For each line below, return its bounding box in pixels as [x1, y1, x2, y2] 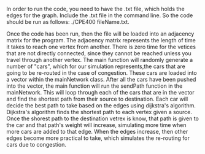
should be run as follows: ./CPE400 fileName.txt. [6, 18, 130, 25]
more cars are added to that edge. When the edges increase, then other [6, 128, 188, 135]
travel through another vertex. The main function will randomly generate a [6, 56, 193, 63]
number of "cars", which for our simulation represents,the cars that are [6, 63, 185, 70]
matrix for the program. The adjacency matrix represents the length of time [6, 37, 196, 44]
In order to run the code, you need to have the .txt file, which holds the [6, 6, 185, 12]
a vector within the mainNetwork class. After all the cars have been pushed [6, 76, 196, 83]
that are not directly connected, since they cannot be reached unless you [6, 50, 191, 57]
